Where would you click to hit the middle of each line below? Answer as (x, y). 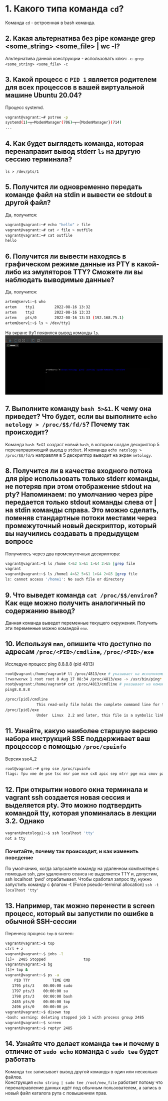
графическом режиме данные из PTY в (70, 264)
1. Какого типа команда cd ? (64, 9)
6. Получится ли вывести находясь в (66, 256)
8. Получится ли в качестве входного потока (79, 471)
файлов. (14, 1077)
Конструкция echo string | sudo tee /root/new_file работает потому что (84, 1082)
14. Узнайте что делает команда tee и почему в (82, 1044)
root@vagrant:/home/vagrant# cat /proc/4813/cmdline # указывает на (78, 684)
